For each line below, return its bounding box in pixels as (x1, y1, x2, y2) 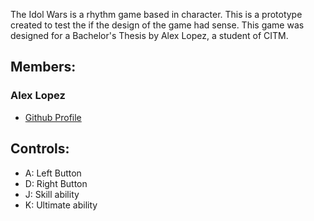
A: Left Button (24, 167, 82, 179)
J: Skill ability (24, 188, 80, 200)
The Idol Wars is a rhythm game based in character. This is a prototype (10, 9, 303, 20)
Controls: (10, 140, 70, 158)
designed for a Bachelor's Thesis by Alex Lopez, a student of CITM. (10, 30, 289, 41)
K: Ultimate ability (24, 199, 98, 211)
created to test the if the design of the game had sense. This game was (10, 19, 305, 31)
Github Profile (24, 111, 82, 123)
